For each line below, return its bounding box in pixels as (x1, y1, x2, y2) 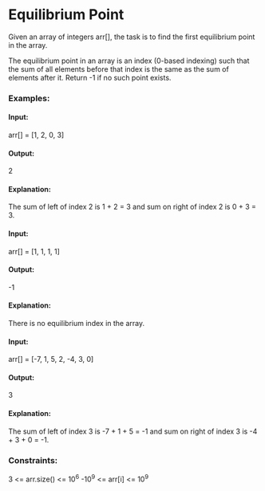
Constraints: (8, 454, 58, 465)
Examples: (8, 92, 50, 104)
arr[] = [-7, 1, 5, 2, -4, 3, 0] (8, 355, 94, 364)
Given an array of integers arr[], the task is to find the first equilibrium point (8, 32, 255, 41)
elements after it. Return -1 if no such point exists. (8, 73, 172, 82)
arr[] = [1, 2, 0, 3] (8, 130, 65, 140)
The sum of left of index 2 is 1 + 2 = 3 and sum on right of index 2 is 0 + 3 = (8, 202, 257, 212)
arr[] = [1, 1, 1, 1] (8, 246, 60, 256)
